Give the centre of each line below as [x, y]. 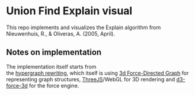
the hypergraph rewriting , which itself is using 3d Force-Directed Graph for [97, 73]
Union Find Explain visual [69, 11]
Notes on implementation [54, 53]
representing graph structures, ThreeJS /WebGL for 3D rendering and [91, 79]
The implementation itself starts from [51, 66]
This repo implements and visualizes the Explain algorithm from [84, 27]
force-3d [17, 85]
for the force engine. [54, 85]
